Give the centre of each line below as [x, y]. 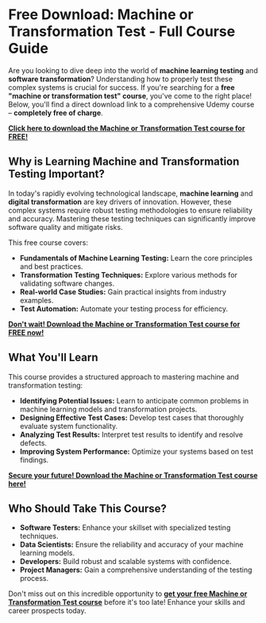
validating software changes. [67, 283]
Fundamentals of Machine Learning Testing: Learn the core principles [136, 258]
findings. [34, 460]
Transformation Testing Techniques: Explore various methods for [129, 275]
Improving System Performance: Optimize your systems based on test [137, 451]
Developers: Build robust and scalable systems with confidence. [125, 562]
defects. [33, 442]
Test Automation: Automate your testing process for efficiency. [124, 309]
